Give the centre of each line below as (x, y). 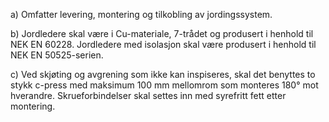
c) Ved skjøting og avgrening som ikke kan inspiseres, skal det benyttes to (163, 74)
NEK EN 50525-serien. (57, 55)
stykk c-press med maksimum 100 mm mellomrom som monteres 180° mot (164, 85)
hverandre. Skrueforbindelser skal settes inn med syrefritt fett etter (148, 95)
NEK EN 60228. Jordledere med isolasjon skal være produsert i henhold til (163, 44)
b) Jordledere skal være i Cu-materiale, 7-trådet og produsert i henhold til (162, 33)
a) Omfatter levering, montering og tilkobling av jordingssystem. (141, 14)
